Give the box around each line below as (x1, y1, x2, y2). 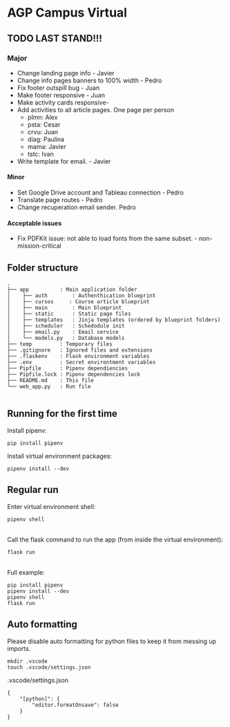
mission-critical (17, 242, 61, 250)
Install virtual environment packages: (7, 451, 113, 460)
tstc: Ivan (27, 150, 54, 158)
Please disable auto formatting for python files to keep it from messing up (7, 637, 216, 645)
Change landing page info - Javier (17, 69, 115, 77)
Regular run (7, 484, 59, 496)
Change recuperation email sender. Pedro (17, 203, 136, 212)
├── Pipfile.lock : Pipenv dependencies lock (7, 371, 140, 378)
